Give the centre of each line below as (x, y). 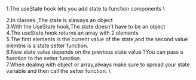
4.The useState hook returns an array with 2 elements (72, 33)
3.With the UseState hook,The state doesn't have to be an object (86, 27)
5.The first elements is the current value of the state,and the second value (97, 39)
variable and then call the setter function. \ (59, 71)
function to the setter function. (44, 58)
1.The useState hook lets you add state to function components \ (86, 9)
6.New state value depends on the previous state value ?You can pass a (95, 52)
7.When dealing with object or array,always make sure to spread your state (98, 64)
